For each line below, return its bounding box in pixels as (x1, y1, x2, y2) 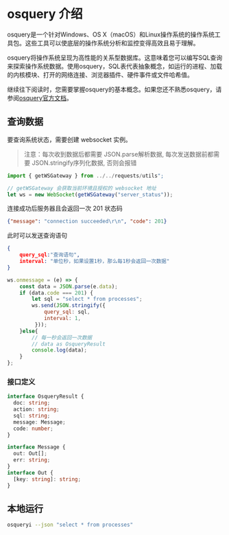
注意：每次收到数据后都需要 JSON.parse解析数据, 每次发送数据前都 (23, 150, 214, 158)
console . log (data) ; (32, 347, 88, 354)
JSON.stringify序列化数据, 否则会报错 (32, 159, 137, 167)
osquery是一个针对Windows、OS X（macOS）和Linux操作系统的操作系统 (7, 30, 215, 38)
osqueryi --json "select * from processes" (7, 521, 134, 529)
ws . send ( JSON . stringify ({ (32, 302, 106, 309)
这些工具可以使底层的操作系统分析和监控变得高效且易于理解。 (25, 38, 200, 47)
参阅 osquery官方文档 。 (7, 93, 73, 102)
